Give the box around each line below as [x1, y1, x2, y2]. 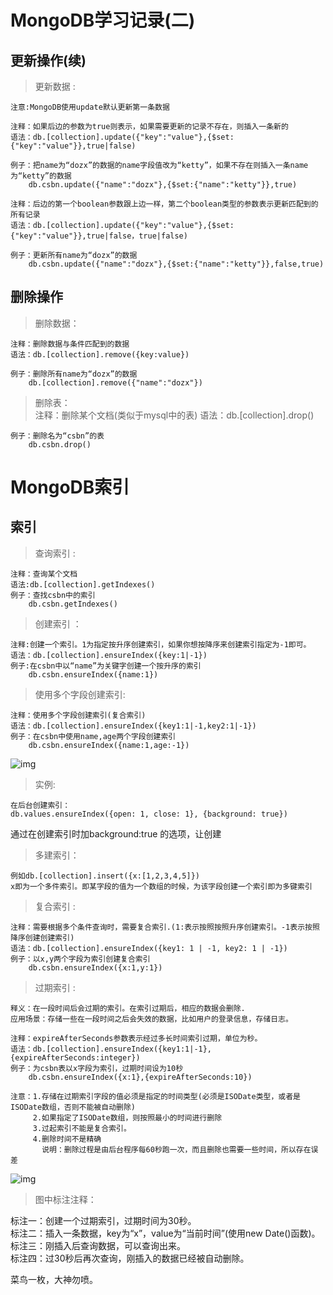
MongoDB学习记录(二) [10, 9, 196, 32]
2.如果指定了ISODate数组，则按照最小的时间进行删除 [32, 1112, 223, 1123]
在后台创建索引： [10, 800, 71, 810]
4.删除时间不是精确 [32, 1134, 102, 1144]
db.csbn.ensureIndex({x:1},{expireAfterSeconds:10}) [28, 1072, 253, 1082]
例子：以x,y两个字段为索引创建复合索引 [10, 954, 151, 964]
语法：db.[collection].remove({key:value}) [10, 349, 190, 360]
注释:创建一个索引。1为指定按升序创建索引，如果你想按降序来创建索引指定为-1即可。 [10, 639, 312, 650]
